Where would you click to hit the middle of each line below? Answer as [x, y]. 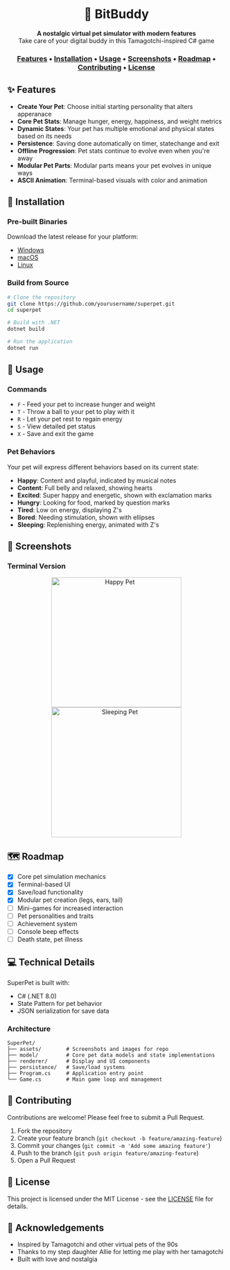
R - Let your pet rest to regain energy [70, 419]
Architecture [29, 1029]
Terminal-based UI [44, 885]
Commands [27, 390]
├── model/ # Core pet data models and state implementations [111, 1055]
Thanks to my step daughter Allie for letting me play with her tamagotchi [120, 1252]
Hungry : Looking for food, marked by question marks [94, 503]
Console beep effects [48, 931]
